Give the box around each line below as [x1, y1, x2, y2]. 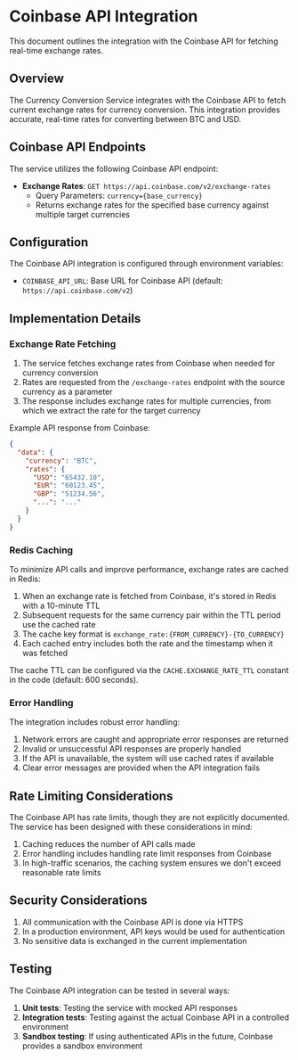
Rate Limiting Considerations [9, 788, 173, 803]
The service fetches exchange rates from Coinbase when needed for [21, 358, 276, 369]
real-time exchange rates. [9, 45, 104, 55]
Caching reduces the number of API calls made [21, 839, 196, 850]
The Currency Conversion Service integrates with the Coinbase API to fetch [9, 94, 286, 105]
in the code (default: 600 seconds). [9, 674, 140, 685]
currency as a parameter [21, 386, 113, 398]
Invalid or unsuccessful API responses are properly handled [21, 744, 242, 754]
